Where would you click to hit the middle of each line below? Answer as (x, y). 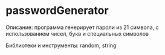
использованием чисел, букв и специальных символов (77, 33)
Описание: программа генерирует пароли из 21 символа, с (82, 27)
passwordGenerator (57, 11)
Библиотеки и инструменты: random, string (61, 45)
